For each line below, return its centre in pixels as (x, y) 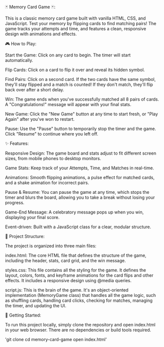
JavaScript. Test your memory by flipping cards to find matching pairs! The (81, 23)
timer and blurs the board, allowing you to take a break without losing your (80, 197)
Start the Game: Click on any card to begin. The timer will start (68, 55)
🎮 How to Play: (21, 44)
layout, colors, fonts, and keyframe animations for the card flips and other (79, 275)
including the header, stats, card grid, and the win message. (66, 261)
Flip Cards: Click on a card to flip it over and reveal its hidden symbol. (75, 70)
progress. (15, 202)
